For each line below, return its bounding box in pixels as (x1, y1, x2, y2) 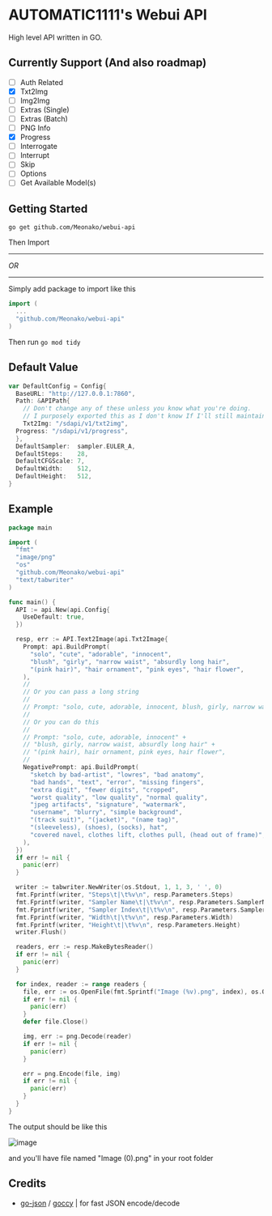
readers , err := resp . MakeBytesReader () (15, 943, 154, 951)
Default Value (8, 360, 79, 374)
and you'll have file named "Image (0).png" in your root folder (8, 1153, 214, 1163)
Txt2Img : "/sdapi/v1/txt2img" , (23, 419, 129, 427)
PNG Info (19, 123, 51, 133)
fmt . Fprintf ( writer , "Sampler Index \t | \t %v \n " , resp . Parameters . (15, 905, 241, 914)
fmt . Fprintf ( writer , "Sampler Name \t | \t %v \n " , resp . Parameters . (15, 898, 237, 906)
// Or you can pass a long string (23, 688, 139, 696)
